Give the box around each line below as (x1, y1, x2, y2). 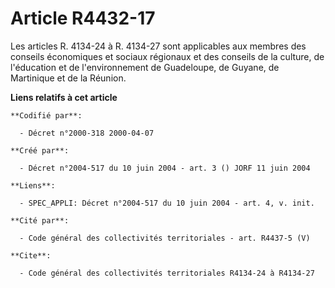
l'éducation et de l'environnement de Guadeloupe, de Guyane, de (10, 61, 280, 73)
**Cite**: (10, 250, 52, 261)
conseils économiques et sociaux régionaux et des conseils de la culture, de (10, 50, 325, 62)
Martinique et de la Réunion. (10, 72, 127, 84)
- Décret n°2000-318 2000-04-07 (19, 128, 155, 138)
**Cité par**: (10, 215, 70, 226)
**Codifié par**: (10, 110, 83, 121)
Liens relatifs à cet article (10, 91, 118, 103)
